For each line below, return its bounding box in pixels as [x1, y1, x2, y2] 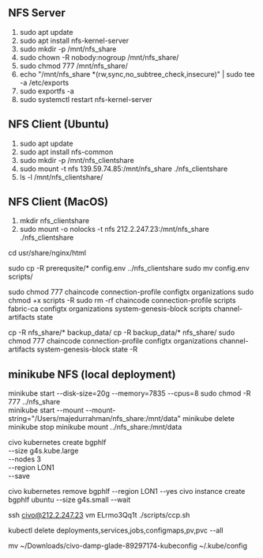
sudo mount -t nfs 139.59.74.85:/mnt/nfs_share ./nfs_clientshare [19, 164, 228, 173]
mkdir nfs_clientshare [19, 216, 89, 226]
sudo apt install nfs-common [19, 146, 114, 157]
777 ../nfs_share [8, 397, 61, 407]
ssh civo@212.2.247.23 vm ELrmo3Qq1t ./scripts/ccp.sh [8, 511, 190, 520]
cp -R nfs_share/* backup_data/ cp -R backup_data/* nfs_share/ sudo [8, 328, 235, 337]
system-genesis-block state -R [36, 344, 138, 355]
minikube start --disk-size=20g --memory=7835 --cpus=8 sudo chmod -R [8, 389, 251, 398]
